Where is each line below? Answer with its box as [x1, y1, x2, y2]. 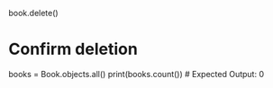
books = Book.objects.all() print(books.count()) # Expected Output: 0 [8, 68, 265, 79]
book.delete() [8, 8, 59, 18]
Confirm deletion [8, 40, 139, 59]
